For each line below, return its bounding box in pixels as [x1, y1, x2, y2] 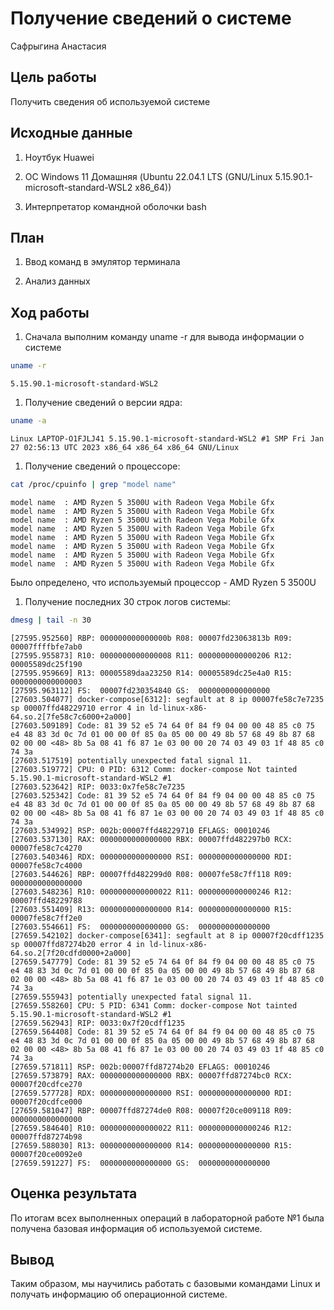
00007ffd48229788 [10, 895, 83, 906]
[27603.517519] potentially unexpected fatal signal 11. [10, 755, 253, 766]
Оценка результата [10, 1185, 138, 1202]
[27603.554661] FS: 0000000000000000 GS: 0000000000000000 [10, 922, 271, 932]
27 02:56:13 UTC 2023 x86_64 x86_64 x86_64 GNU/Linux [10, 442, 240, 452]
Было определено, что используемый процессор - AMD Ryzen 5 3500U [10, 576, 317, 588]
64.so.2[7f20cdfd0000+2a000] [10, 948, 132, 958]
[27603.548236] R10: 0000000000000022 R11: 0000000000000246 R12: [10, 887, 293, 897]
